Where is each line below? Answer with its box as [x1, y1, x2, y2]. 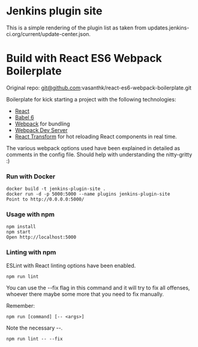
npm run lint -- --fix [6, 336, 63, 342]
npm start [6, 229, 31, 235]
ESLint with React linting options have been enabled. [6, 262, 136, 269]
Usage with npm [6, 210, 55, 219]
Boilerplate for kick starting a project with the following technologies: [6, 95, 176, 103]
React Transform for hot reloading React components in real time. [14, 133, 177, 140]
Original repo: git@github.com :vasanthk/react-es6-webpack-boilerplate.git [6, 84, 192, 91]
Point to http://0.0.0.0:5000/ [6, 196, 85, 202]
